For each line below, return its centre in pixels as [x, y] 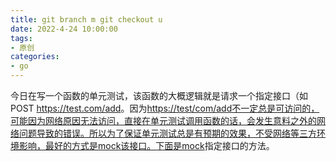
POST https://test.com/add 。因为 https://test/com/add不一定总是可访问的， [165, 108]
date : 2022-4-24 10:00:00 [64, 29]
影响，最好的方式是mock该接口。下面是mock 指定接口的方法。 [146, 145]
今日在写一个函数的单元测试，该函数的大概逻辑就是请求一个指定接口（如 [159, 95]
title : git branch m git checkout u [86, 19]
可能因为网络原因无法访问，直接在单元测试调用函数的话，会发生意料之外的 [163, 120]
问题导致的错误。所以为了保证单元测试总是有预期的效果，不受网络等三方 [167, 133]
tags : [21, 38]
